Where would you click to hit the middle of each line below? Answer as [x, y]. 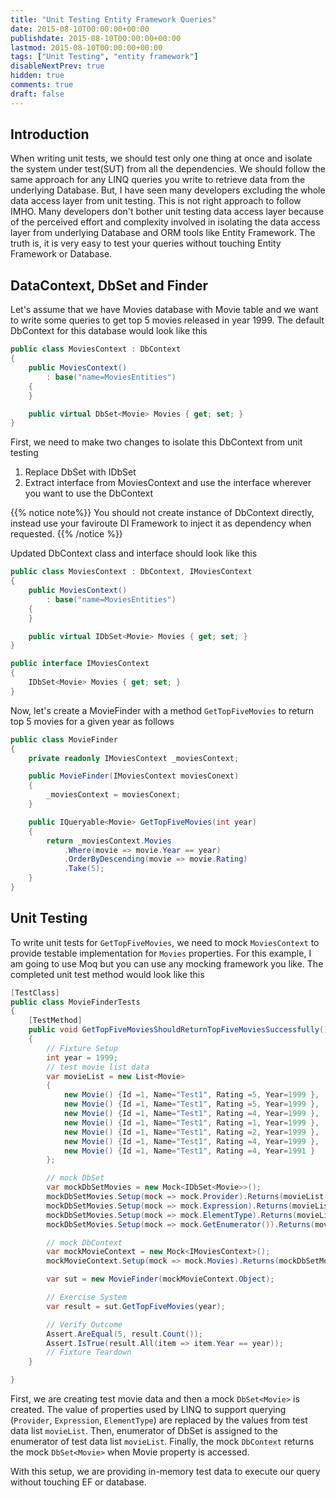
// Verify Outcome [84, 1324]
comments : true [42, 85]
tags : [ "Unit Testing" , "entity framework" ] [104, 57]
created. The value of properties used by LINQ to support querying [148, 1410]
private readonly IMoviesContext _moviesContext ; [134, 758]
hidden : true [37, 76]
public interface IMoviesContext [80, 664]
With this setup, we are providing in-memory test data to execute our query [165, 1472]
